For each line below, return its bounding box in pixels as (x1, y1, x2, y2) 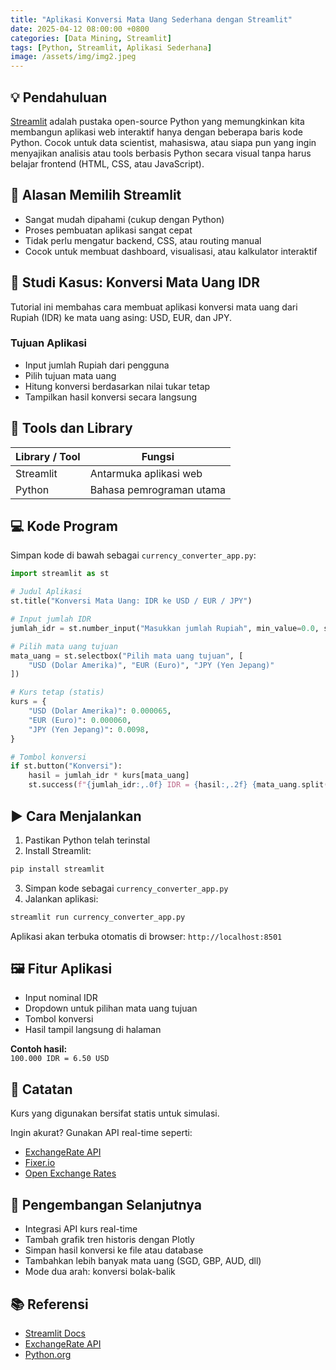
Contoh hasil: (10, 1043, 68, 1055)
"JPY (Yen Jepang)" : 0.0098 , (28, 724, 150, 735)
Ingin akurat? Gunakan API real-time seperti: (10, 1127, 193, 1139)
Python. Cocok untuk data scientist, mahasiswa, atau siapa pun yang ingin (10, 136, 317, 148)
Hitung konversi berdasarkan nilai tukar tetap (24, 380, 211, 392)
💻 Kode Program (10, 518, 118, 535)
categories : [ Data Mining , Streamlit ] (10, 33, 172, 43)
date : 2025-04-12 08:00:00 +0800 (10, 24, 150, 34)
